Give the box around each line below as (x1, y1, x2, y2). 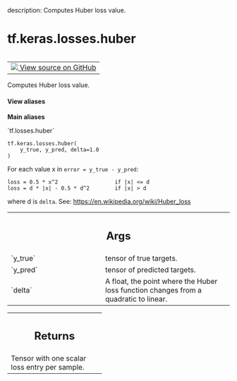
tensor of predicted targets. (105, 265, 196, 275)
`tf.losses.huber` (7, 127, 55, 135)
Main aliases (7, 113, 45, 121)
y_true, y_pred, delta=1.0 (20, 147, 99, 154)
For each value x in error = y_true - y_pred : (7, 165, 139, 174)
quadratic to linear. (105, 294, 168, 304)
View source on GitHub (20, 62, 97, 72)
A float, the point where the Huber (105, 276, 218, 286)
